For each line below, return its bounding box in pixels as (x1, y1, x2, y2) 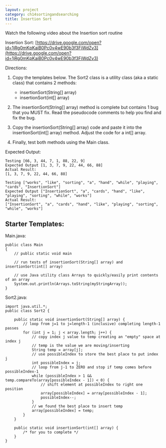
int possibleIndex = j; (31, 360, 81, 366)
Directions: (5, 65, 27, 71)
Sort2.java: (5, 294, 27, 300)
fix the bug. (12, 115, 36, 121)
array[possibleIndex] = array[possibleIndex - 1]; (40, 391, 148, 396)
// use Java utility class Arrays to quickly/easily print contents (14, 273, 159, 278)
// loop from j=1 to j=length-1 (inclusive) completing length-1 (23, 322, 161, 327)
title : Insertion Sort (5, 16, 52, 21)
